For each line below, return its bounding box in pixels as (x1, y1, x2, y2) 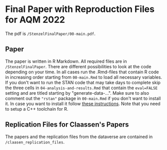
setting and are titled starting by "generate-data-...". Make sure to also (5, 90, 150, 96)
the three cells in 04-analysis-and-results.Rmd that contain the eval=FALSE (5, 85, 158, 91)
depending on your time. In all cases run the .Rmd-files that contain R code (5, 69, 159, 75)
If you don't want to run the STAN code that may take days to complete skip (5, 79, 161, 85)
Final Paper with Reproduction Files (5, 3, 155, 15)
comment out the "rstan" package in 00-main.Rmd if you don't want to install (5, 95, 161, 101)
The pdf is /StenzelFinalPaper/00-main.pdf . (5, 30, 96, 36)
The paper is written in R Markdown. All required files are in (5, 58, 127, 64)
